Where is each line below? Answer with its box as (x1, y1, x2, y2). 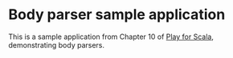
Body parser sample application (8, 6, 226, 24)
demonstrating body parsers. (8, 40, 105, 49)
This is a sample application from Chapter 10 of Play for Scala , (8, 32, 215, 41)
